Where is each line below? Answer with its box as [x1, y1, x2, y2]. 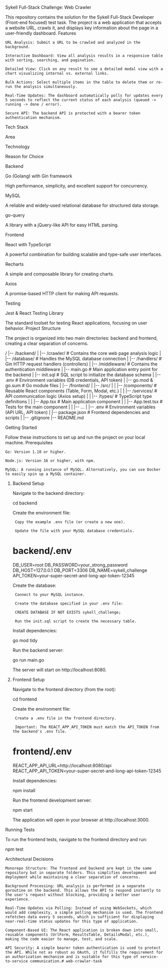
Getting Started [5, 425, 37, 430]
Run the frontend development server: [12, 797, 92, 803]
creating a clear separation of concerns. [5, 341, 89, 346]
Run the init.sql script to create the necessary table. [15, 619, 137, 624]
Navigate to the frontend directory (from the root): [12, 686, 116, 692]
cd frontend [12, 696, 37, 702]
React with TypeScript [5, 242, 51, 247]
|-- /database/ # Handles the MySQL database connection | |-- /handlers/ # [5, 356, 162, 361]
